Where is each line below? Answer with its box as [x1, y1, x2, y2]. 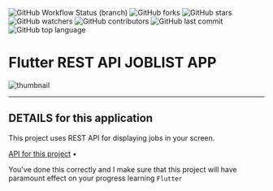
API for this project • [8, 149, 77, 158]
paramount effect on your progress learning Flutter [8, 173, 183, 183]
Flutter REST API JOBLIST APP [8, 54, 217, 72]
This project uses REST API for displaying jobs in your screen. [8, 132, 215, 142]
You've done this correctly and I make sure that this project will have [8, 164, 237, 174]
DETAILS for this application [8, 111, 153, 125]
